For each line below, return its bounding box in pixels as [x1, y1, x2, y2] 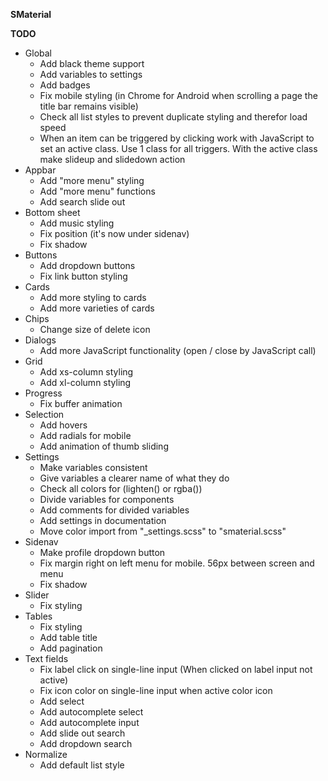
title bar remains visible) [39, 100, 139, 112]
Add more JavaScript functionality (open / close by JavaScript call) [39, 345, 317, 356]
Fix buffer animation [39, 398, 123, 409]
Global [24, 47, 52, 59]
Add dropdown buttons [39, 260, 136, 271]
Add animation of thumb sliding [39, 440, 169, 452]
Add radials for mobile [39, 430, 132, 441]
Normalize [24, 749, 68, 760]
